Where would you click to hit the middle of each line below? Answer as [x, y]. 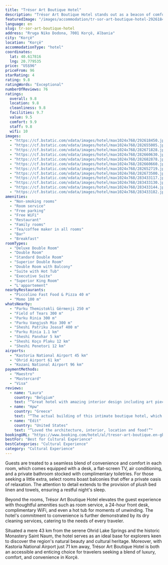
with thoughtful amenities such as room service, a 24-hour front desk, [77, 505]
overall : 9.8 [23, 98]
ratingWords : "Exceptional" [34, 84]
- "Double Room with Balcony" [41, 267]
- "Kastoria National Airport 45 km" [49, 355]
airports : [15, 351]
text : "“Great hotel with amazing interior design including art [84, 402]
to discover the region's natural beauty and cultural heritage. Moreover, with [84, 541]
